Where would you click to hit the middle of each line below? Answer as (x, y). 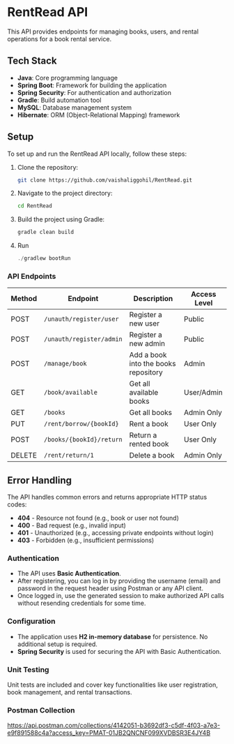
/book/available (71, 393)
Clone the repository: (48, 167)
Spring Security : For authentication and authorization (94, 92)
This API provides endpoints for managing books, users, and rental (103, 31)
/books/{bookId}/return (84, 440)
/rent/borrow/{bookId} (82, 424)
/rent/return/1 (69, 455)
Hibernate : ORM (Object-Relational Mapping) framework (99, 115)
